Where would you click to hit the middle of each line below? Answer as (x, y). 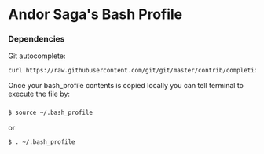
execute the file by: (39, 94)
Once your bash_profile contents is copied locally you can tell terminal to (126, 86)
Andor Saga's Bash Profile (95, 15)
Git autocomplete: (37, 56)
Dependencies (37, 39)
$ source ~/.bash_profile (50, 113)
